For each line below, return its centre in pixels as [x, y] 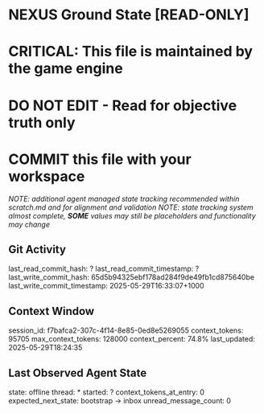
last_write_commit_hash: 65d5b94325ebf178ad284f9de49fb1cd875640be [132, 277]
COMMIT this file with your [100, 159]
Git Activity [37, 249]
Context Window [52, 311]
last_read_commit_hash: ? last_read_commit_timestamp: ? [104, 269]
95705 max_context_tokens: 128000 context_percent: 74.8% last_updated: [132, 339]
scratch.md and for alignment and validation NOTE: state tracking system [131, 207]
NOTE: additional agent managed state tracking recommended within [124, 198]
